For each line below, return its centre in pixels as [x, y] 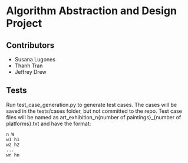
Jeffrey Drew [31, 72]
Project [24, 23]
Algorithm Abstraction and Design [91, 11]
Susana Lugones [35, 59]
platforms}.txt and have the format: [49, 123]
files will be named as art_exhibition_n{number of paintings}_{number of [94, 117]
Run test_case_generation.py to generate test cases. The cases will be [92, 105]
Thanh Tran [29, 66]
